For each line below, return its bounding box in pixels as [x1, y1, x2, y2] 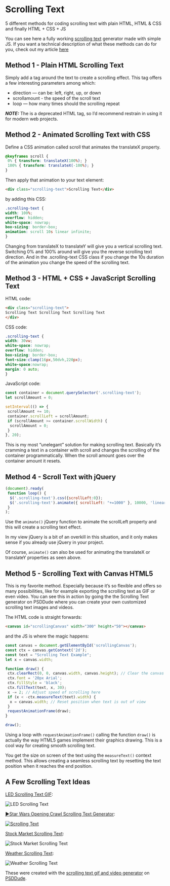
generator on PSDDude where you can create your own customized [5, 599, 146, 605]
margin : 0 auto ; [5, 367, 39, 372]
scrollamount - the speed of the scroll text [12, 95, 100, 101]
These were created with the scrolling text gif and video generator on [5, 870, 150, 876]
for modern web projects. [5, 116, 58, 122]
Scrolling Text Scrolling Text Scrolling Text [5, 310, 105, 315]
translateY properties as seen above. [5, 554, 82, 561]
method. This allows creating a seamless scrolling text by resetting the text [5, 758, 161, 764]
